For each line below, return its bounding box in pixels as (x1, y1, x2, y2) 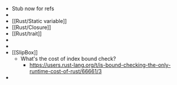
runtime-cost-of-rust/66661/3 (29, 68, 102, 74)
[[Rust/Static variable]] (11, 18, 67, 24)
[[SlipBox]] (11, 49, 38, 55)
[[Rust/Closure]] (11, 24, 51, 31)
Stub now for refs (11, 5, 54, 12)
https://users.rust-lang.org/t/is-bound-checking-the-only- (29, 61, 171, 68)
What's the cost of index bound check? (20, 55, 116, 62)
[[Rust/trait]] (11, 30, 42, 37)
